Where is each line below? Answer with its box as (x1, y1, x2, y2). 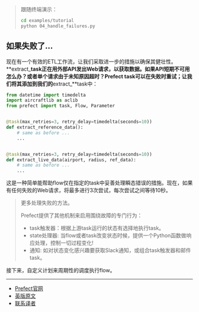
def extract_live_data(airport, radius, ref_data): (6, 157, 136, 163)
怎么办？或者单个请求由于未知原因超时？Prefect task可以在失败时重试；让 (6, 72, 188, 79)
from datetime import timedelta (6, 92, 86, 98)
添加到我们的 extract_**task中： (21, 80, 98, 87)
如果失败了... (6, 41, 53, 51)
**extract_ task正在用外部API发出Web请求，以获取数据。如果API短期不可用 (6, 65, 190, 72)
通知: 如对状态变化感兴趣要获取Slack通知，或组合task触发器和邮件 (29, 247, 191, 254)
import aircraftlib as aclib (6, 97, 78, 103)
